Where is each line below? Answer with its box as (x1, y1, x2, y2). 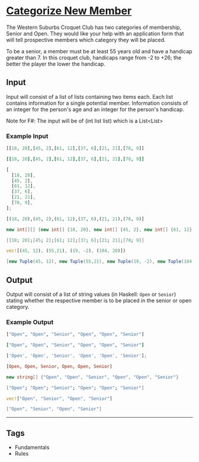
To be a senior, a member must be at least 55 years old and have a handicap (6, 47, 192, 54)
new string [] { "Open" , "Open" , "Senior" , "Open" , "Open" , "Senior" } (6, 374, 179, 380)
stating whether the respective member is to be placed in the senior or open (6, 297, 192, 304)
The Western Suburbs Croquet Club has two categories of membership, (6, 24, 182, 31)
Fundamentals (14, 444, 50, 451)
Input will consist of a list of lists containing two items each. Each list (6, 93, 174, 100)
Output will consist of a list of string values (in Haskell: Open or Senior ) (6, 290, 176, 298)
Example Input (6, 132, 49, 140)
